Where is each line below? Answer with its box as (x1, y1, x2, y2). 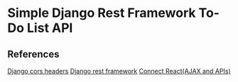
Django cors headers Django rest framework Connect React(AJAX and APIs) (7, 67, 231, 75)
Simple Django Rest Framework (7, 5, 196, 21)
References (7, 48, 60, 60)
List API (27, 20, 73, 36)
